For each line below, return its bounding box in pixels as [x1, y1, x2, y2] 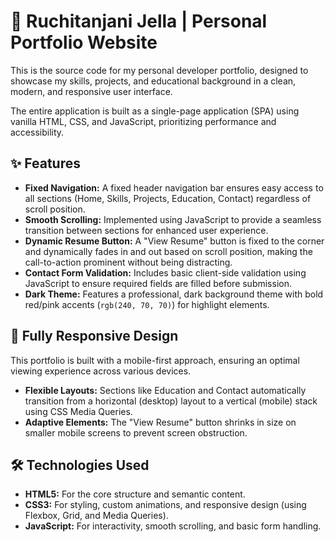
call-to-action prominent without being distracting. [24, 256, 233, 268]
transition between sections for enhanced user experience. [24, 224, 269, 236]
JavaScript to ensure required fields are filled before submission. [24, 277, 292, 289]
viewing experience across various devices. [10, 365, 192, 377]
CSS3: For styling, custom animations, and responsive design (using [24, 499, 307, 511]
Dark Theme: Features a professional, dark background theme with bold [24, 288, 324, 300]
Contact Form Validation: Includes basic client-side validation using [24, 266, 307, 279]
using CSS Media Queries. [24, 405, 133, 417]
